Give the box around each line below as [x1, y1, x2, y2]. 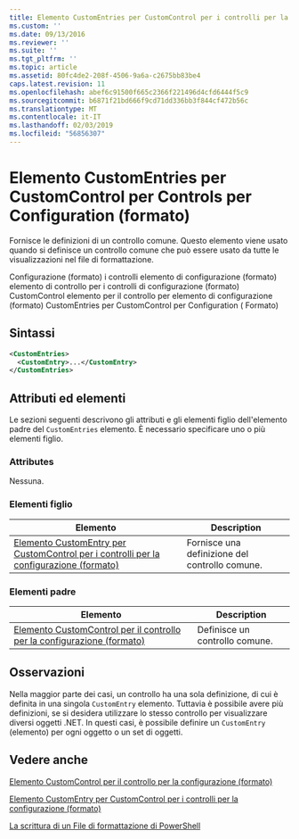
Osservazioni [9, 665, 85, 680]
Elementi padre [9, 586, 77, 598]
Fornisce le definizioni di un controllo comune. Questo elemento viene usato [9, 235, 288, 245]
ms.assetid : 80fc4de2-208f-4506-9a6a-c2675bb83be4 [9, 71, 201, 80]
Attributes [9, 455, 54, 468]
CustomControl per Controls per [9, 187, 252, 207]
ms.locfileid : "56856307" [9, 129, 105, 138]
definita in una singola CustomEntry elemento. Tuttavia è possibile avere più [9, 698, 284, 709]
